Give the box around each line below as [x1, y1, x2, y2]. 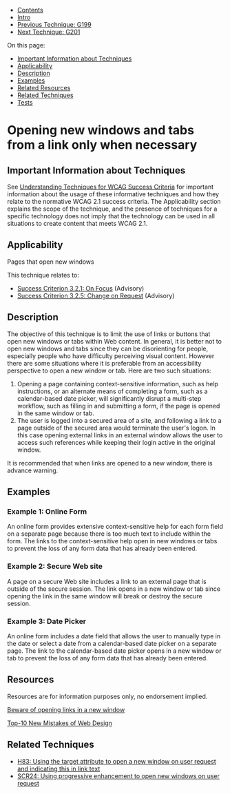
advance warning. [7, 466, 59, 474]
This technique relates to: [7, 271, 79, 279]
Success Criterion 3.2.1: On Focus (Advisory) [17, 284, 145, 292]
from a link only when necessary [7, 137, 198, 153]
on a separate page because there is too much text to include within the [7, 530, 211, 538]
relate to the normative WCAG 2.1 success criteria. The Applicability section [7, 198, 222, 205]
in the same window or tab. [17, 409, 94, 417]
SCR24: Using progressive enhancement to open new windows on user [17, 771, 220, 780]
